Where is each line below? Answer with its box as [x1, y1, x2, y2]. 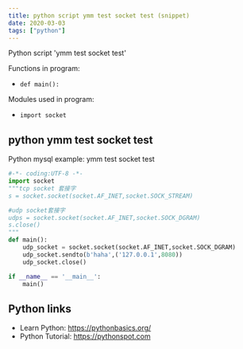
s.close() [8, 221, 41, 229]
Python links [8, 302, 71, 316]
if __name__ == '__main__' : [8, 273, 102, 280]
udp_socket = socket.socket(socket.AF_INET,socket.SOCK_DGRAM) [22, 244, 237, 252]
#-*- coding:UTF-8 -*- [8, 170, 83, 178]
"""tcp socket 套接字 [8, 184, 76, 192]
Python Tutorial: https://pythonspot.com [19, 331, 151, 341]
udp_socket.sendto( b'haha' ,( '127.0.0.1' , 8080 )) [22, 250, 183, 259]
